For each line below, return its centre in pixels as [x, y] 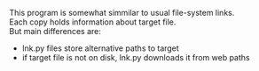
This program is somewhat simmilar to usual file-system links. [122, 13]
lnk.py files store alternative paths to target [100, 48]
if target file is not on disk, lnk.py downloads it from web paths [136, 57]
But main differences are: [55, 31]
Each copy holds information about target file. [93, 22]
